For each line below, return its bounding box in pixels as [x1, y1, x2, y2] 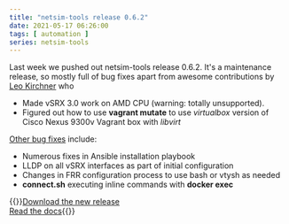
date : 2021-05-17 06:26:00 [9, 21, 109, 30]
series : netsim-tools [9, 37, 90, 47]
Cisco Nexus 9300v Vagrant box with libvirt [21, 117, 182, 127]
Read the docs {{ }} [9, 205, 75, 217]
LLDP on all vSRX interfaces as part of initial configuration [21, 160, 234, 171]
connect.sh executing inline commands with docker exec [21, 179, 234, 190]
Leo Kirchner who [9, 81, 74, 91]
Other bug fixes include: [9, 134, 98, 144]
